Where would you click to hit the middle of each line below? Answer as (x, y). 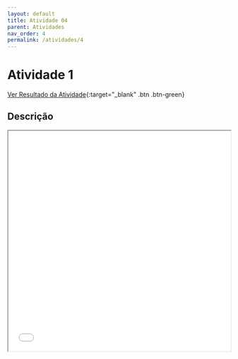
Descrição (30, 117)
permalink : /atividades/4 (45, 40)
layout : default (31, 14)
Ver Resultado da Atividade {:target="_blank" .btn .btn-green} (96, 95)
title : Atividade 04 (38, 20)
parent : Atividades (36, 27)
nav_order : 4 (26, 34)
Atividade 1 (41, 75)
